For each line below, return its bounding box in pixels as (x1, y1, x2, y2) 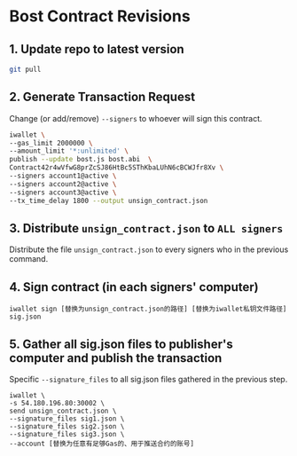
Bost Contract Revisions (9, 6, 191, 27)
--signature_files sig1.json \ (9, 414, 125, 423)
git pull (9, 65, 42, 74)
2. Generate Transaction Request (9, 90, 196, 105)
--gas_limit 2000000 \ (9, 138, 93, 147)
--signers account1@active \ (9, 171, 117, 181)
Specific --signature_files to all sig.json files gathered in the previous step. (9, 374, 288, 384)
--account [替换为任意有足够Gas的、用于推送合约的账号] (9, 439, 195, 448)
